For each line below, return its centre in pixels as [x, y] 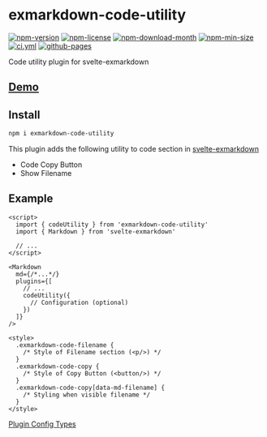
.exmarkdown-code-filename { [65, 345]
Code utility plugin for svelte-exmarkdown [79, 62]
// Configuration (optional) [79, 302]
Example [31, 199]
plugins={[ [34, 281]
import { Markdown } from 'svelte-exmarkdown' [96, 231]
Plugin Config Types [42, 424]
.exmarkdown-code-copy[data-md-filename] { [90, 388]
